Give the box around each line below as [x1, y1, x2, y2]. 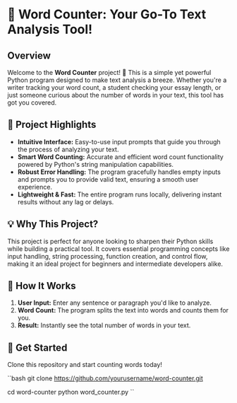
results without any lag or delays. [17, 197, 114, 206]
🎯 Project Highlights [7, 119, 97, 131]
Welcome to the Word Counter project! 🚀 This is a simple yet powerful [7, 69, 212, 76]
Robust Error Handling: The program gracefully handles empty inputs [17, 168, 221, 176]
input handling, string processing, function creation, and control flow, [7, 252, 208, 260]
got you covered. [7, 98, 57, 107]
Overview [7, 49, 51, 62]
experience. [17, 182, 53, 191]
